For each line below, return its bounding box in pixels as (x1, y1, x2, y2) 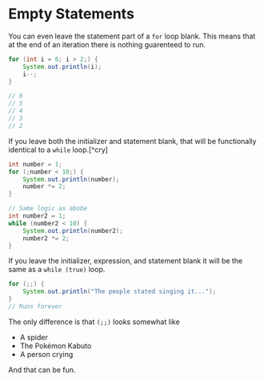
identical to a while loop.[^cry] (8, 145, 108, 154)
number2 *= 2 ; (22, 234, 70, 243)
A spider (19, 332, 48, 342)
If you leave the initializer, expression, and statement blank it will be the (8, 256, 243, 266)
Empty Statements (8, 5, 134, 23)
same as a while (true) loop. (8, 265, 106, 275)
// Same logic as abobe (8, 205, 88, 213)
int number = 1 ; (8, 160, 62, 168)
